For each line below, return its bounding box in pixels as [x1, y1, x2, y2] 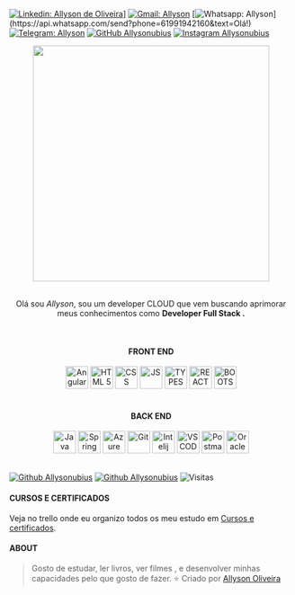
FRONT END [128, 346, 174, 357]
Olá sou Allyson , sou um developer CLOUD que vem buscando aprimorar [15, 298, 287, 309]
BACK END [130, 410, 173, 422]
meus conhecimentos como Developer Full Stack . [57, 308, 246, 318]
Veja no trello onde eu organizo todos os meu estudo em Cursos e [9, 512, 255, 523]
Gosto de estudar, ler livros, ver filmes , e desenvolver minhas [31, 563, 261, 573]
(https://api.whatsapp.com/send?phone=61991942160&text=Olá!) [9, 18, 252, 29]
